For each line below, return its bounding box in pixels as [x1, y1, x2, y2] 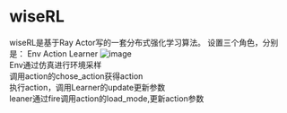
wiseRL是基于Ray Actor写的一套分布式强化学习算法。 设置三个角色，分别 [9, 37, 279, 48]
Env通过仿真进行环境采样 [9, 59, 102, 70]
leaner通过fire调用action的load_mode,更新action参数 [9, 92, 204, 104]
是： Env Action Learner [9, 48, 99, 59]
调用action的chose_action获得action [9, 70, 143, 82]
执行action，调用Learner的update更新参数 [9, 82, 166, 92]
